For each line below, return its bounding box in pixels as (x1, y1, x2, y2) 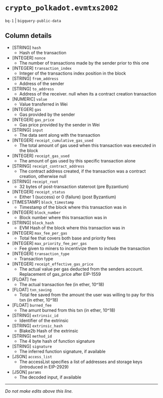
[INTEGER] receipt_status (12, 189, 65, 194)
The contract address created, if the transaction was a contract (19, 168, 146, 174)
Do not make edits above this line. (5, 388, 73, 394)
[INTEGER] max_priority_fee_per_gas (12, 240, 87, 246)
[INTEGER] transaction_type (12, 251, 70, 256)
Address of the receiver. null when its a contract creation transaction (19, 91, 157, 96)
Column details (5, 32, 52, 40)
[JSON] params (12, 369, 42, 375)
